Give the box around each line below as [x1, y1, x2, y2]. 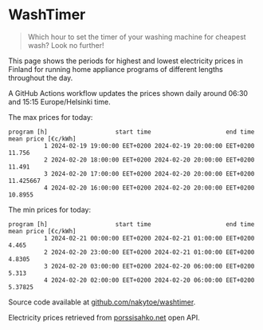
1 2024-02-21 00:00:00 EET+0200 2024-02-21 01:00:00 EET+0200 [43, 234, 255, 242]
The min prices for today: [8, 205, 92, 214]
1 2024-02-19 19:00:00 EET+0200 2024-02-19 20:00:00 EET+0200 [43, 141, 255, 149]
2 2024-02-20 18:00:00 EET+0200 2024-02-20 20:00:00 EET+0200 [43, 156, 255, 164]
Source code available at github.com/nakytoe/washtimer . [8, 297, 196, 307]
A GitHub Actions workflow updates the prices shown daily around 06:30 [8, 88, 249, 97]
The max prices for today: [8, 112, 93, 121]
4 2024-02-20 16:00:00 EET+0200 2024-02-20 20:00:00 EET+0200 [43, 184, 255, 192]
